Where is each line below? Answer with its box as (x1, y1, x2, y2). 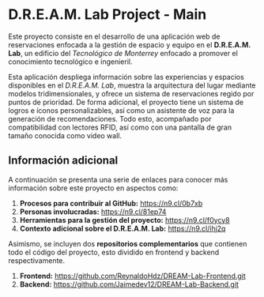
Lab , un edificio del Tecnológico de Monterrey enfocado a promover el (8, 48, 239, 58)
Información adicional (8, 154, 119, 167)
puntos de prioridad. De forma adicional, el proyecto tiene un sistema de (8, 97, 243, 107)
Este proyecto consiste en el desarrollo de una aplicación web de (8, 32, 221, 41)
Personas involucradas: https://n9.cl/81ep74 (19, 207, 167, 216)
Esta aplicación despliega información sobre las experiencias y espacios (8, 72, 245, 81)
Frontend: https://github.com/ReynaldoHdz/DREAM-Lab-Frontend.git (19, 271, 247, 280)
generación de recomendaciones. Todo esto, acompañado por (8, 114, 212, 123)
